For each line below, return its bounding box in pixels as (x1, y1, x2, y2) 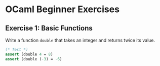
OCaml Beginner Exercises (5, 4, 120, 15)
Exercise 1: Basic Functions (5, 24, 93, 32)
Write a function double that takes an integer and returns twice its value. (5, 37, 155, 43)
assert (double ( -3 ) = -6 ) (5, 56, 62, 61)
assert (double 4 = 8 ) (5, 52, 53, 57)
